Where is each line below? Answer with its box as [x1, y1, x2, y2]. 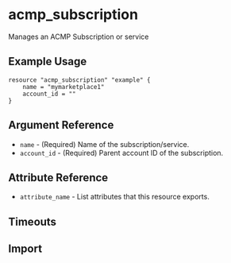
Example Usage [8, 55, 87, 68]
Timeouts [8, 215, 57, 228]
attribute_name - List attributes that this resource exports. [19, 192, 210, 202]
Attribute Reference [8, 171, 109, 184]
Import [8, 242, 42, 256]
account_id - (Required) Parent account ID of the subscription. [19, 148, 224, 157]
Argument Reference [8, 118, 114, 132]
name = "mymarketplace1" [22, 83, 105, 91]
